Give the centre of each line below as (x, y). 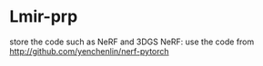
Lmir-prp (44, 17)
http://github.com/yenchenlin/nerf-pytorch (90, 51)
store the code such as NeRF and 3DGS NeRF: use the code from (132, 42)
